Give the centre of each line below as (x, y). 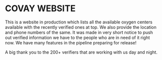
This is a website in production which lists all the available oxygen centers (79, 22)
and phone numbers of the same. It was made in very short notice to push (79, 32)
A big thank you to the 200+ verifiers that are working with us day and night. (81, 52)
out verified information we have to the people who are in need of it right (78, 38)
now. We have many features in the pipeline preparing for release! (71, 42)
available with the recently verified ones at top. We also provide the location (81, 27)
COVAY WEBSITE (40, 9)
